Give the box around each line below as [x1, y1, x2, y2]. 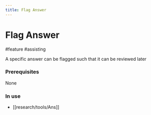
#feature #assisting [5, 46, 46, 52]
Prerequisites [5, 68, 39, 75]
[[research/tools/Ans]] [12, 104, 59, 110]
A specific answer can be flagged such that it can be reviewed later [5, 56, 146, 62]
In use [5, 92, 21, 99]
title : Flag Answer [5, 7, 47, 13]
